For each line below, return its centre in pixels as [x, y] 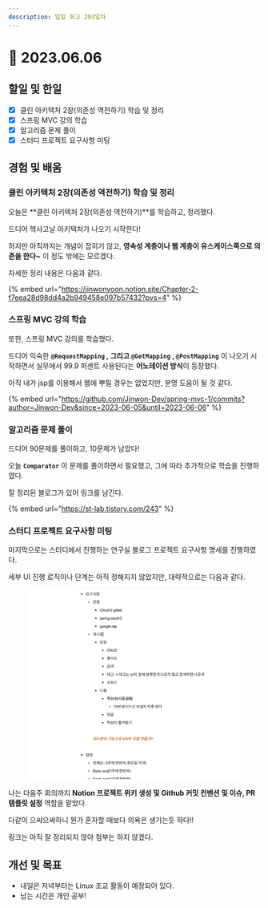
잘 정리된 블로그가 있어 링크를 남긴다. [66, 493]
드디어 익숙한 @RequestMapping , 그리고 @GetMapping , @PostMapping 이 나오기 [129, 355]
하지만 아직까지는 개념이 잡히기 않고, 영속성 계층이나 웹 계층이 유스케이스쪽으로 [130, 245]
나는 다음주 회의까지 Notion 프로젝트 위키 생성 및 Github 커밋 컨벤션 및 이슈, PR [132, 793]
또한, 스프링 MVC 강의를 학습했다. [61, 338]
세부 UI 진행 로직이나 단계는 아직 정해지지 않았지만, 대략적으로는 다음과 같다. [127, 577]
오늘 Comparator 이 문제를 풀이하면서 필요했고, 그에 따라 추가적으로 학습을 [123, 466]
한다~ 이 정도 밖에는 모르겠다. [69, 256]
